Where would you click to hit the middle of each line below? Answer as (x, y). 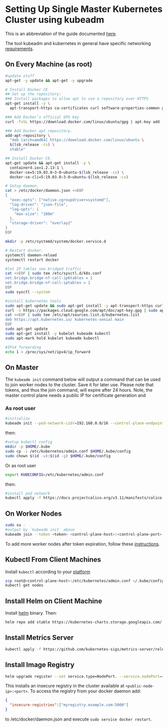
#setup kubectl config (29, 442)
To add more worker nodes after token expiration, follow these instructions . (82, 544)
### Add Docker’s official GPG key (42, 117)
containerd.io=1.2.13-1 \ (37, 168)
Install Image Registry (40, 665)
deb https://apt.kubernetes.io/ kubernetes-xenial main (64, 320)
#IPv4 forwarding (23, 347)
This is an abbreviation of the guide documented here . (61, 33)
